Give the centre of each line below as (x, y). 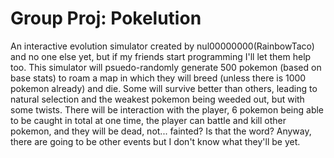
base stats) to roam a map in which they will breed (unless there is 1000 (158, 78)
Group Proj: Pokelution (106, 18)
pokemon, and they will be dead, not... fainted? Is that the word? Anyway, (161, 131)
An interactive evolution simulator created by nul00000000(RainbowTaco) (162, 46)
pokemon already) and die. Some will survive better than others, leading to (164, 88)
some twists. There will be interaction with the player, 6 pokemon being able (167, 109)
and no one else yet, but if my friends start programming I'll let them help (161, 56)
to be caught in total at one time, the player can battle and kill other (148, 120)
